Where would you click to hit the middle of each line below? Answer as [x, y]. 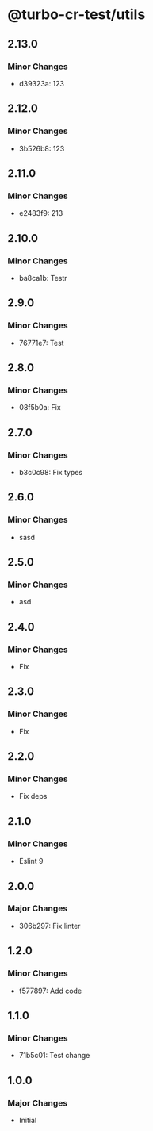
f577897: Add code [50, 991]
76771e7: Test [41, 343]
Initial [28, 1120]
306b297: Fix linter [50, 926]
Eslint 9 [31, 861]
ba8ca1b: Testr [43, 278]
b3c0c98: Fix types [51, 472]
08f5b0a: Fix [40, 408]
